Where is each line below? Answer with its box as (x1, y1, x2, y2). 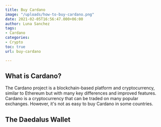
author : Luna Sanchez (5, 21, 50, 26)
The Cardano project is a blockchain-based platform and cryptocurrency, (5, 85, 155, 91)
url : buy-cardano (5, 49, 41, 54)
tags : (5, 26, 16, 31)
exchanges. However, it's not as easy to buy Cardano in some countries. (5, 101, 153, 107)
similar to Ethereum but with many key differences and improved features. (5, 90, 157, 96)
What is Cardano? (5, 72, 62, 80)
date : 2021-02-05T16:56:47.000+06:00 (5, 16, 83, 21)
